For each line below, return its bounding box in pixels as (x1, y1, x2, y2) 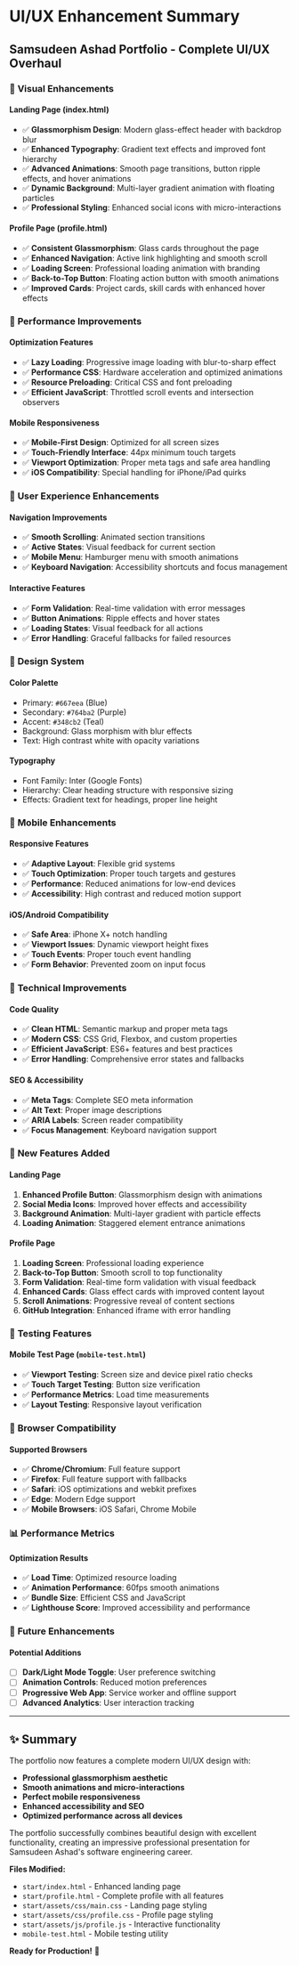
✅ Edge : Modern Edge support (21, 1494, 136, 1505)
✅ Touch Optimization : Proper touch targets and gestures (21, 868, 236, 879)
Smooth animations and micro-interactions (21, 1782, 185, 1793)
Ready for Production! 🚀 (9, 1945, 101, 1956)
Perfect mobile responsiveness (21, 1791, 141, 1802)
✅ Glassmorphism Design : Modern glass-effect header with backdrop (21, 124, 282, 134)
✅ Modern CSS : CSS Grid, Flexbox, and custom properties (21, 1034, 238, 1044)
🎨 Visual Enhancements (9, 82, 114, 94)
